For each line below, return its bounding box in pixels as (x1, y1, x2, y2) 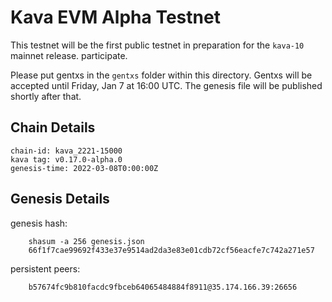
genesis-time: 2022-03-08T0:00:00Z (10, 163, 159, 173)
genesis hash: (10, 217, 68, 229)
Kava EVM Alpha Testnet (10, 6, 221, 29)
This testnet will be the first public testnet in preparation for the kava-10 (10, 39, 305, 51)
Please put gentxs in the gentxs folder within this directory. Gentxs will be (10, 69, 313, 81)
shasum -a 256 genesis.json (28, 236, 145, 246)
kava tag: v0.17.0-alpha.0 (10, 154, 123, 165)
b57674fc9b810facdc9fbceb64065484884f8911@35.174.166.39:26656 (28, 282, 298, 292)
